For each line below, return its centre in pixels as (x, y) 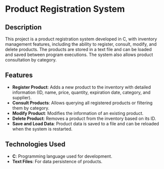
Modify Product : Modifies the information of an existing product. (78, 113)
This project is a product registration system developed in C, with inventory (81, 39)
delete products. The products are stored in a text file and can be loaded (79, 49)
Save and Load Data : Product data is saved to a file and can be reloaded (86, 123)
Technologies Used (35, 144)
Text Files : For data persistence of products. (57, 161)
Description (23, 27)
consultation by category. (31, 60)
